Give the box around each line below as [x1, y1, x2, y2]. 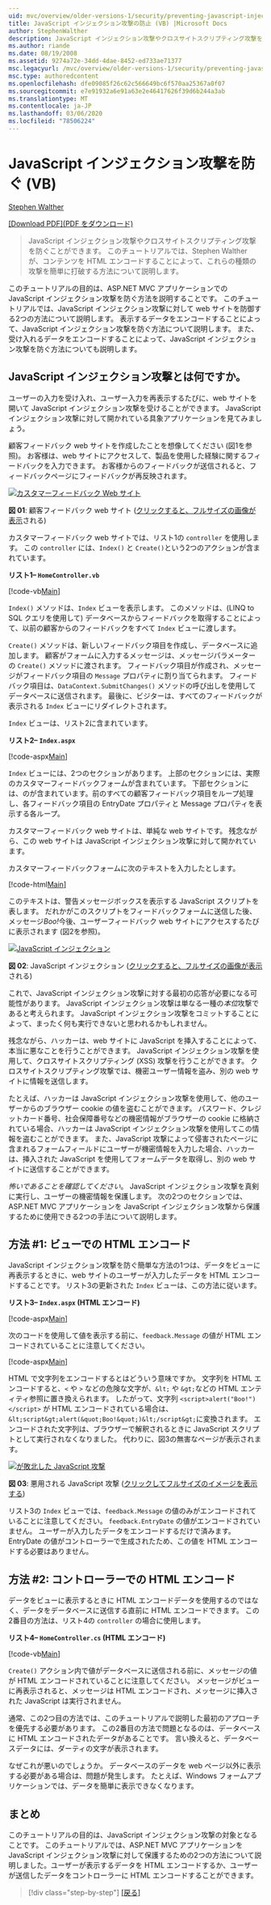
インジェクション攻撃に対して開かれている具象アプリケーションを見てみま [8, 413, 256, 423]
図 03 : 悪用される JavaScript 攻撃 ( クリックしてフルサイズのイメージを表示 [8, 1479, 258, 1488]
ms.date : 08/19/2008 [8, 49, 78, 57]
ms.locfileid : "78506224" [8, 117, 95, 125]
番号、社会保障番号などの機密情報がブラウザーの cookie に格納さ [43, 1113, 261, 1123]
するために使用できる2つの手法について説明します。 [8, 1211, 181, 1221]
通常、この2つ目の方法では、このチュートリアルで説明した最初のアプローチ [8, 1713, 261, 1723]
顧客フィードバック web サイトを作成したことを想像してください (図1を [8, 440, 246, 450]
